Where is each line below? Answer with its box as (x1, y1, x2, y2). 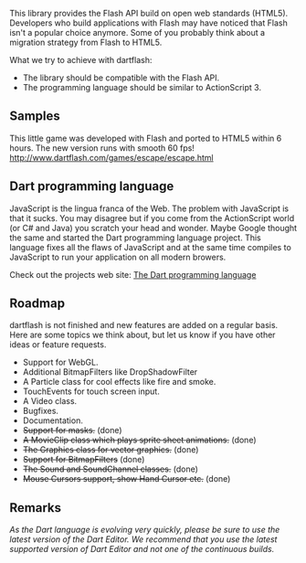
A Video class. (22, 396, 78, 407)
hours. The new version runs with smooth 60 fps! (9, 142, 195, 154)
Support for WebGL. (22, 356, 99, 368)
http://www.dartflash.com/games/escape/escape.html (9, 152, 214, 163)
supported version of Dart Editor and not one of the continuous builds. (9, 544, 275, 555)
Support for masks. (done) (22, 425, 122, 436)
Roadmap (9, 296, 66, 312)
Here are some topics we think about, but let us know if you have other (9, 329, 276, 341)
